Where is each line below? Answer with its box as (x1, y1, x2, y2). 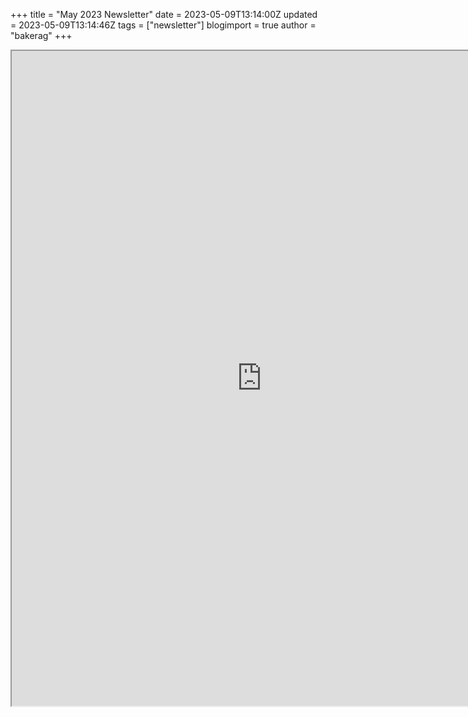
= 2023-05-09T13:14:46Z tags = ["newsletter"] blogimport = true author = (10, 19, 317, 31)
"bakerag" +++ (10, 30, 73, 41)
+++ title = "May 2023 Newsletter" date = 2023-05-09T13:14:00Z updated (10, 9, 318, 20)
